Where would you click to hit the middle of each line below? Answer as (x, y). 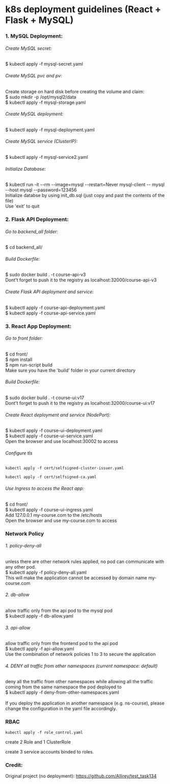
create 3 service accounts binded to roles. (50, 751)
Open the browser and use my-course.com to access (61, 520)
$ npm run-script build (29, 365)
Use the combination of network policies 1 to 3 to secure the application (81, 654)
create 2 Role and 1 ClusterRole (38, 742)
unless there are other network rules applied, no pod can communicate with (85, 562)
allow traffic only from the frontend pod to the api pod (62, 643)
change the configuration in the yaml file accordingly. (61, 709)
